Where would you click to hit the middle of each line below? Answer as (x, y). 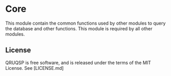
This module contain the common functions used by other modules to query (85, 23)
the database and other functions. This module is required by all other (79, 28)
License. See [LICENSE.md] (35, 68)
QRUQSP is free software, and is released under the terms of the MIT (78, 63)
